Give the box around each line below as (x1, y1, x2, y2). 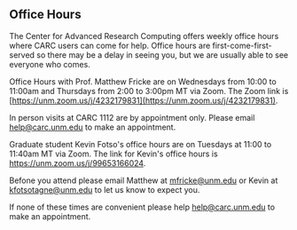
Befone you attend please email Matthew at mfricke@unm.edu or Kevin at (9, 175, 278, 186)
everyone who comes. (9, 59, 90, 69)
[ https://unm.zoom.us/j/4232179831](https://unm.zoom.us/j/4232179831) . (9, 95, 278, 106)
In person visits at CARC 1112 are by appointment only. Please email (9, 112, 255, 123)
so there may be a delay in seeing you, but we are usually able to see (36, 49, 289, 60)
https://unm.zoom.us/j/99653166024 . (9, 157, 146, 168)
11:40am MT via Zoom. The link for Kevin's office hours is (9, 148, 219, 159)
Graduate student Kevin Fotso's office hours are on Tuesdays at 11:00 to (9, 139, 272, 149)
